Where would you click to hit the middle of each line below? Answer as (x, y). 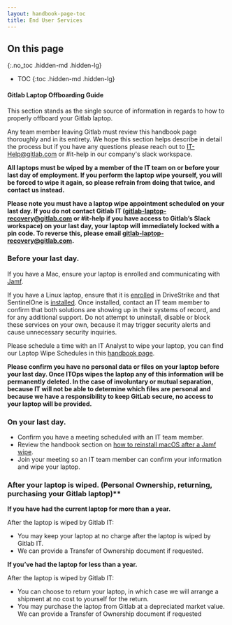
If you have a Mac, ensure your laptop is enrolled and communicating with (114, 274)
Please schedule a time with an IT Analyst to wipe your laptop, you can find (115, 345)
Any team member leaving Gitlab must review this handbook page (102, 132)
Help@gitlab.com (32, 154)
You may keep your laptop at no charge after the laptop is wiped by (114, 536)
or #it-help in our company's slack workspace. (125, 154)
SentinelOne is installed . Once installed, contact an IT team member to (108, 302)
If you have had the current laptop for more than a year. (89, 509)
